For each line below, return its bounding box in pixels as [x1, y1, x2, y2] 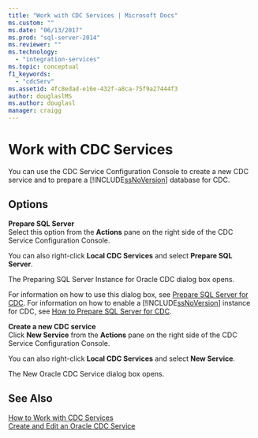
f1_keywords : [8, 70, 51, 78]
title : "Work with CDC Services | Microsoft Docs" [8, 11, 178, 20]
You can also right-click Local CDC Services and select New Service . [8, 354, 235, 363]
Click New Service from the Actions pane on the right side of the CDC [8, 330, 238, 340]
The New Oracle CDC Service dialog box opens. [8, 369, 165, 378]
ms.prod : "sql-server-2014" [8, 33, 101, 42]
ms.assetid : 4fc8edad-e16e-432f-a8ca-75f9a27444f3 [8, 84, 178, 93]
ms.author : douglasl [8, 99, 77, 107]
